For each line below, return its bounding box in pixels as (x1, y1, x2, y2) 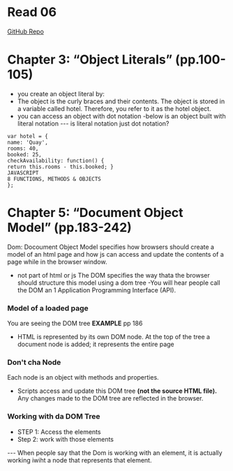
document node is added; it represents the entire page (17, 340, 174, 349)
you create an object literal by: (17, 89, 105, 98)
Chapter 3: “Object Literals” (7, 52, 173, 68)
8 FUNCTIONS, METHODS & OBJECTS (7, 175, 101, 182)
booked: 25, (7, 151, 42, 158)
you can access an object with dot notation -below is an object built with (17, 112, 226, 120)
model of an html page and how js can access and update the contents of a (7, 250, 225, 258)
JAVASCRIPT (7, 169, 39, 177)
